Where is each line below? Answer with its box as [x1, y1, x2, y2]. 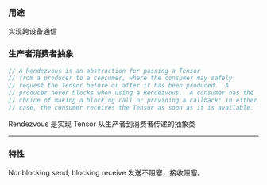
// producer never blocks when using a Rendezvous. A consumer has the [8, 89, 254, 97]
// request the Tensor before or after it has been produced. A [8, 82, 229, 90]
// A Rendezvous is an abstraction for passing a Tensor [8, 67, 201, 75]
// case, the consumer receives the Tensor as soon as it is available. [8, 103, 254, 112]
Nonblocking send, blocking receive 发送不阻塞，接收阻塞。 [8, 168, 205, 178]
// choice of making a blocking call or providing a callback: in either [8, 97, 258, 105]
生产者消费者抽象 [8, 48, 74, 60]
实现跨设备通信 [8, 26, 57, 37]
